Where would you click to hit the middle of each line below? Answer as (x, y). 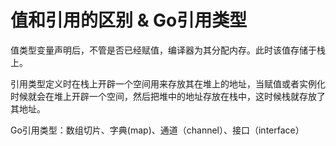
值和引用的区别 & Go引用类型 (129, 20)
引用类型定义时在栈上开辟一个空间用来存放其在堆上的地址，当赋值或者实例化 (168, 83)
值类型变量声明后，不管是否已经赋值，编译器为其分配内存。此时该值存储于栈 (168, 50)
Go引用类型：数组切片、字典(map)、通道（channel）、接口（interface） (157, 130)
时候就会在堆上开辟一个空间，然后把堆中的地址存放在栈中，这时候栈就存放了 (168, 96)
